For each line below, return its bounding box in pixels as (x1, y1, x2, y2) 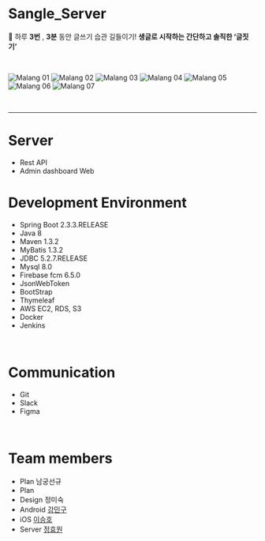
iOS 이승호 (19, 514, 53, 524)
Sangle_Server (8, 5, 106, 23)
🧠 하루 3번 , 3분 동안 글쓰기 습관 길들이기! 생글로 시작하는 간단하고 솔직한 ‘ (8, 32, 237, 41)
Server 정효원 (19, 524, 63, 534)
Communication (8, 364, 116, 381)
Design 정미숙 (19, 494, 65, 504)
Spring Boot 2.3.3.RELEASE (19, 220, 109, 229)
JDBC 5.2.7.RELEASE (19, 254, 88, 263)
